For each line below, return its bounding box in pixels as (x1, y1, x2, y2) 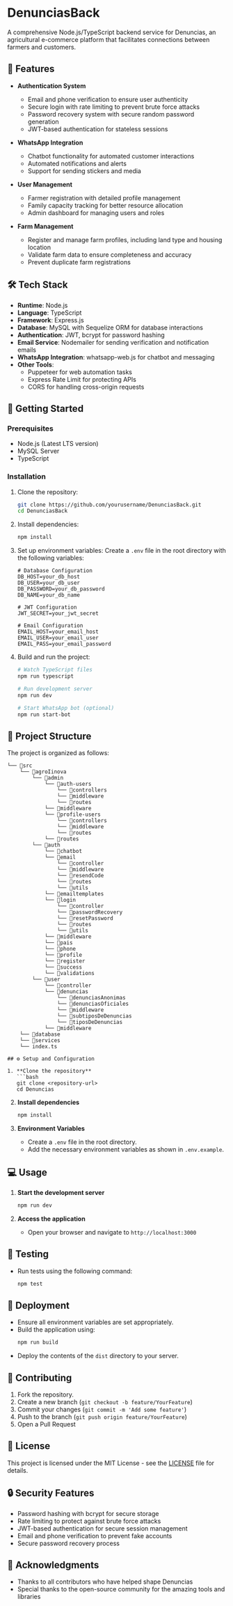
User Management (17, 180, 73, 188)
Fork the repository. (17, 1390, 74, 1399)
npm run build (17, 1339, 58, 1346)
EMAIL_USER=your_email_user (17, 634, 99, 641)
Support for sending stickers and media (27, 166, 141, 175)
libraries (17, 1593, 41, 1601)
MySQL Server (17, 447, 60, 455)
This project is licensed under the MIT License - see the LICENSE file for (7, 1459, 214, 1467)
